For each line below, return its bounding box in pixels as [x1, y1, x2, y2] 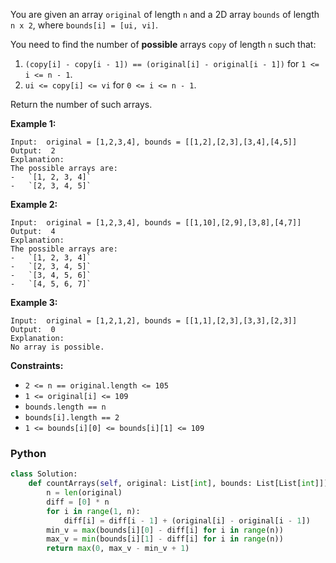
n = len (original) [46, 488, 123, 498]
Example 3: [10, 297, 58, 308]
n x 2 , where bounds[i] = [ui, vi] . [10, 19, 159, 31]
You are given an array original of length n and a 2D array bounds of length [10, 9, 320, 20]
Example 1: [10, 118, 57, 129]
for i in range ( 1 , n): [46, 506, 141, 516]
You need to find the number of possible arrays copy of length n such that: [10, 39, 317, 50]
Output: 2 [10, 146, 56, 156]
